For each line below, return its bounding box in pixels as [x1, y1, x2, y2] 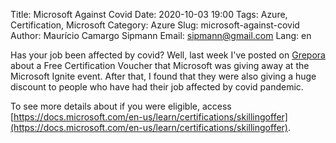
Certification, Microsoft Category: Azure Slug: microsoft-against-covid [10, 19, 300, 31]
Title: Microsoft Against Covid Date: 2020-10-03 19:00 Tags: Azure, [10, 9, 288, 20]
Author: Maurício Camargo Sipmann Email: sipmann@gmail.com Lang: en [10, 30, 312, 41]
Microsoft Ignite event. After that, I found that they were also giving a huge [10, 70, 317, 82]
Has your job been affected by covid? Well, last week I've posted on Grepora [10, 49, 326, 61]
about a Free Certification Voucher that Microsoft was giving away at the [10, 60, 310, 71]
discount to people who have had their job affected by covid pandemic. [10, 81, 304, 93]
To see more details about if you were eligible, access [10, 100, 232, 112]
